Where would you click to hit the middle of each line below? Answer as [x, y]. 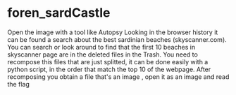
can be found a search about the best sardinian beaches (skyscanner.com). [117, 39]
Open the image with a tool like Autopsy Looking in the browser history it [113, 32]
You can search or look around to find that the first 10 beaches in [101, 47]
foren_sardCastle [59, 13]
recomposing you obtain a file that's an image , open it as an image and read [118, 76]
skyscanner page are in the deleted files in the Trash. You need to [103, 54]
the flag [18, 84]
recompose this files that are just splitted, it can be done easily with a [108, 61]
